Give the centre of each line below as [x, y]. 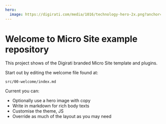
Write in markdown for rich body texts [51, 106]
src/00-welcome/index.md [31, 82]
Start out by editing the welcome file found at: [52, 73]
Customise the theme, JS [38, 111]
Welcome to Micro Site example [71, 39]
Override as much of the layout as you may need [62, 117]
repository [27, 49]
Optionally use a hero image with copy [51, 101]
